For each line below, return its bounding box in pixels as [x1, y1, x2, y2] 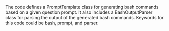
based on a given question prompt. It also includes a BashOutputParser [5, 9, 153, 15]
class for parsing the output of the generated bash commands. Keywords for [5, 15, 164, 20]
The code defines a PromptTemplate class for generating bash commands [5, 4, 159, 10]
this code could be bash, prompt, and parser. [5, 20, 99, 26]
